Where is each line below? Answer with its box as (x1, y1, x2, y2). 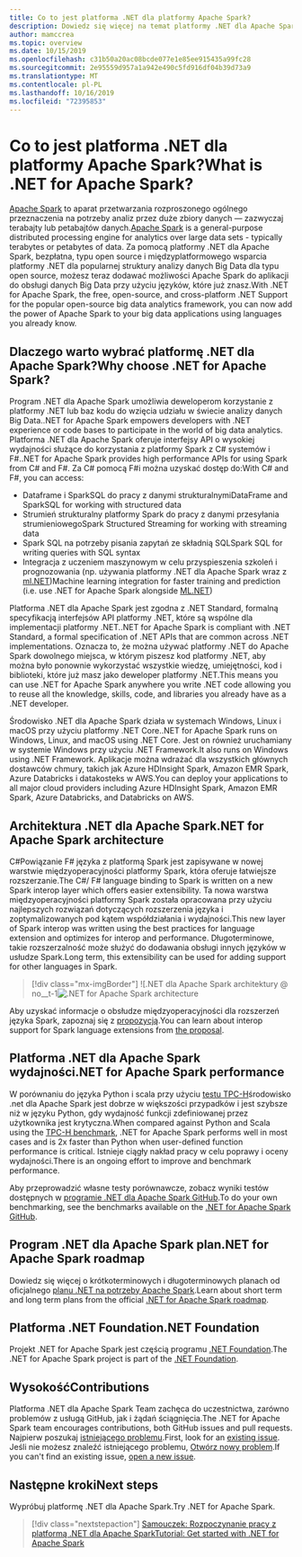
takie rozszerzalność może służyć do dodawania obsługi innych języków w (9, 941, 287, 953)
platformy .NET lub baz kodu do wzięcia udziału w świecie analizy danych (9, 405, 283, 416)
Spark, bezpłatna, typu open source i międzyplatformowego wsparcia (9, 251, 267, 262)
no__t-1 (31, 988, 58, 999)
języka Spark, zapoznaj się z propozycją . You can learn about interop (9, 1015, 263, 1026)
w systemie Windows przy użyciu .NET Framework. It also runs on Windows (9, 744, 289, 755)
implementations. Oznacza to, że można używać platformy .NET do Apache (9, 641, 289, 652)
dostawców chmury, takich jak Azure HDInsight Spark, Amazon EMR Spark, (9, 763, 289, 774)
